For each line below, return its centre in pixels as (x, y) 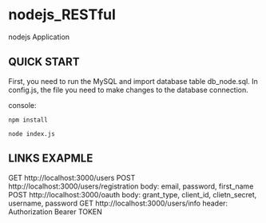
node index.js (32, 133)
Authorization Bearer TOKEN (55, 211)
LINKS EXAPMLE (51, 159)
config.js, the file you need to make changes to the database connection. (129, 90)
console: (23, 105)
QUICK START (44, 62)
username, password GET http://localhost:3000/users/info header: (118, 203)
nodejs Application (39, 37)
